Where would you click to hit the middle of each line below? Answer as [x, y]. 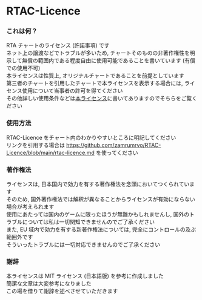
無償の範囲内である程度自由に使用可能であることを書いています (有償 [109, 60]
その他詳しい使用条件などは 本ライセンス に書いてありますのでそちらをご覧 [99, 99]
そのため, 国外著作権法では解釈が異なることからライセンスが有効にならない [101, 199]
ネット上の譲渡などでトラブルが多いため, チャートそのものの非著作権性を [98, 53]
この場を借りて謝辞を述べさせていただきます [62, 291]
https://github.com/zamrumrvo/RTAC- [113, 145]
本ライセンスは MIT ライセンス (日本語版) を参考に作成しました [85, 276]
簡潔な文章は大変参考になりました [49, 284]
